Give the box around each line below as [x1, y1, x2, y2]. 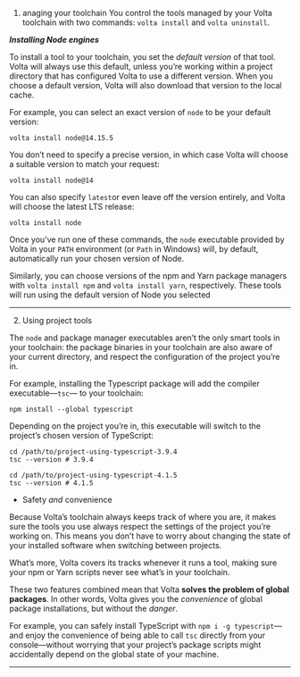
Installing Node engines [9, 35, 100, 45]
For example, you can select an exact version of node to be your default [9, 107, 271, 117]
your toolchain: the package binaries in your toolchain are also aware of [9, 342, 273, 352]
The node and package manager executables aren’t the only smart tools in [9, 332, 280, 343]
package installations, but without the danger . [9, 603, 179, 614]
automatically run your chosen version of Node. [9, 254, 185, 263]
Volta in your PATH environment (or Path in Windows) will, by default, [9, 244, 259, 254]
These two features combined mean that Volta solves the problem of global [9, 584, 290, 595]
